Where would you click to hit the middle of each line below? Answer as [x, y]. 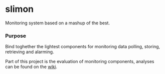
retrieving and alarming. [30, 52]
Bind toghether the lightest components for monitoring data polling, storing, [83, 47]
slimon [19, 9]
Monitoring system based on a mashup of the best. [58, 23]
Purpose [16, 36]
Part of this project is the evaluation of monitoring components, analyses [80, 62]
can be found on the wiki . [31, 67]
